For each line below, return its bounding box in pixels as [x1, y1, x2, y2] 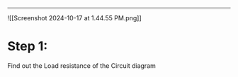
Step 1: [7, 38, 48, 55]
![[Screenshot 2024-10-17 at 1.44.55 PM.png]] [7, 14, 142, 22]
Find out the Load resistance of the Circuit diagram [7, 61, 156, 70]
